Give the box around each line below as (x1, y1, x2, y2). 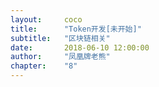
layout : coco (10, 14, 83, 25)
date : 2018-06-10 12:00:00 (10, 42, 150, 53)
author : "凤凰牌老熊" (10, 52, 111, 62)
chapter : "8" (10, 61, 78, 71)
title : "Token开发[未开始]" (10, 24, 142, 34)
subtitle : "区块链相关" (10, 33, 111, 43)
